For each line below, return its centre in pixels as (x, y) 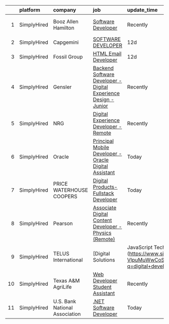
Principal (103, 141)
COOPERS (65, 196)
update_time (142, 10)
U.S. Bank (65, 301)
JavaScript (140, 247)
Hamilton (64, 28)
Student (102, 287)
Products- (105, 187)
